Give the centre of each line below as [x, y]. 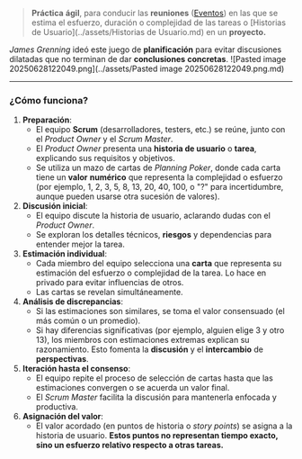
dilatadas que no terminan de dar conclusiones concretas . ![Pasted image [148, 59]
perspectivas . [62, 359]
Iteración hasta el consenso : [76, 369]
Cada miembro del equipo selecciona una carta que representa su [159, 264]
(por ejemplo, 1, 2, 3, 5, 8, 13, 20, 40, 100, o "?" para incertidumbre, [160, 187]
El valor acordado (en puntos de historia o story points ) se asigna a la [164, 426]
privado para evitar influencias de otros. [110, 283]
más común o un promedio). [88, 321]
